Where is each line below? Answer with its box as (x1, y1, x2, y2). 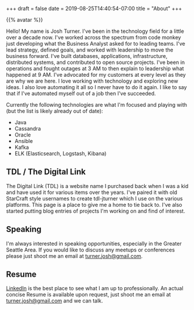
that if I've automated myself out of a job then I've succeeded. (6, 90, 156, 97)
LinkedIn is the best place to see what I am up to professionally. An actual (6, 285, 183, 292)
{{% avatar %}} (6, 16, 43, 23)
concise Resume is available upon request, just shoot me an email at (6, 291, 171, 298)
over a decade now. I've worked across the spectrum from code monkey (6, 34, 182, 40)
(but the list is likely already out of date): (6, 108, 104, 114)
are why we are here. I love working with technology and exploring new (6, 77, 179, 84)
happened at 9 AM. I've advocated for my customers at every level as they (6, 71, 186, 78)
